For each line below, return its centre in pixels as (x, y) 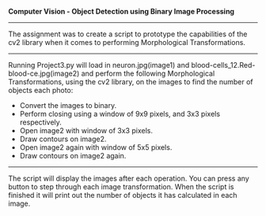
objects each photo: (41, 90)
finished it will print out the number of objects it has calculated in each (123, 195)
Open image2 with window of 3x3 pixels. (86, 130)
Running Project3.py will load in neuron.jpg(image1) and (99, 65)
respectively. (40, 122)
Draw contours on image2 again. (73, 156)
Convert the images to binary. (68, 105)
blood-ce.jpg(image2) (44, 73)
